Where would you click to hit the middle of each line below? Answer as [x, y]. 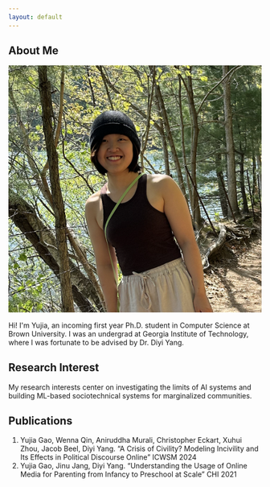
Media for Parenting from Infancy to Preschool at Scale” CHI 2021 [128, 474]
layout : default [35, 17]
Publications [41, 421]
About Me [33, 51]
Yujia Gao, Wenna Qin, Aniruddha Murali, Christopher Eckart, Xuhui [131, 440]
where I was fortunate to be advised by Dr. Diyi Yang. [96, 342]
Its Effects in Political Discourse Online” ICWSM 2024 [108, 457]
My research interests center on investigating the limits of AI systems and [130, 387]
